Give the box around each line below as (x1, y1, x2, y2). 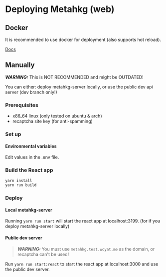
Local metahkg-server (5, 206, 52, 213)
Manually (5, 61, 35, 69)
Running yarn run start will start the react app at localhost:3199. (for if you (5, 218, 161, 224)
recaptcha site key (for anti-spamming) (12, 118, 93, 124)
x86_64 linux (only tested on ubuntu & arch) (12, 113, 102, 119)
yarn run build (5, 182, 37, 188)
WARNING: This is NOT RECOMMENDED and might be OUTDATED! (5, 74, 144, 80)
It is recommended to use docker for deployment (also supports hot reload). (5, 36, 161, 42)
